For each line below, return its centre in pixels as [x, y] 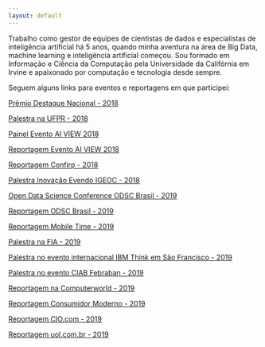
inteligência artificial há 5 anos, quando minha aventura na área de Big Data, [133, 47]
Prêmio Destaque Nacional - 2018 [63, 103]
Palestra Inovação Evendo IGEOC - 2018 [74, 180]
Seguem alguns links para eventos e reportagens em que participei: [119, 88]
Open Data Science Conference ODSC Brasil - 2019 [93, 195]
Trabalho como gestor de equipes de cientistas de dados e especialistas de [132, 38]
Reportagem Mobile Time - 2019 [61, 226]
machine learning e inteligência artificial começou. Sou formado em [119, 55]
